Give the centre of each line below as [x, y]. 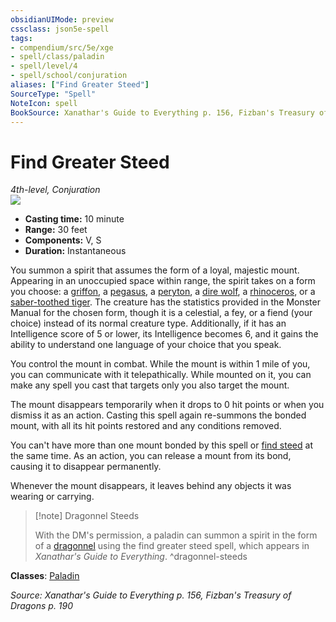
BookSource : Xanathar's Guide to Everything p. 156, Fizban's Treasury [162, 112]
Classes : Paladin [45, 576]
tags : [21, 38]
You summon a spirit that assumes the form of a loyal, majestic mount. [155, 270]
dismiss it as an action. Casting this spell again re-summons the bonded [158, 415]
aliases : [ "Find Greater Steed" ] [80, 85]
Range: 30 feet [56, 230]
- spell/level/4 [44, 66]
